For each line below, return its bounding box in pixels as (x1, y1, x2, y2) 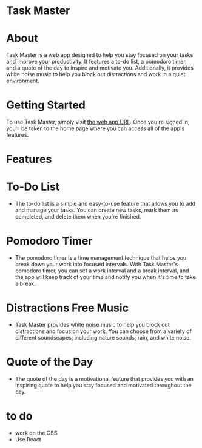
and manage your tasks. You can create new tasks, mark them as (15, 206, 179, 214)
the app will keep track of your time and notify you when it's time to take (15, 274, 196, 281)
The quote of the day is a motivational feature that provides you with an (15, 375, 194, 382)
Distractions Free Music (6, 301, 129, 315)
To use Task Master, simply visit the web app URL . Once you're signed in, (6, 119, 190, 126)
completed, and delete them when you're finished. (15, 213, 141, 220)
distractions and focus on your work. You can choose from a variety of (15, 328, 192, 335)
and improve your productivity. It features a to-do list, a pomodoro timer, (6, 58, 187, 65)
